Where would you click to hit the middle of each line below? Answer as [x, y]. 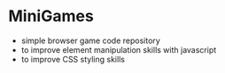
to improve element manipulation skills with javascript [119, 49]
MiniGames [51, 16]
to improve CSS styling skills [73, 59]
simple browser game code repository [90, 40]
